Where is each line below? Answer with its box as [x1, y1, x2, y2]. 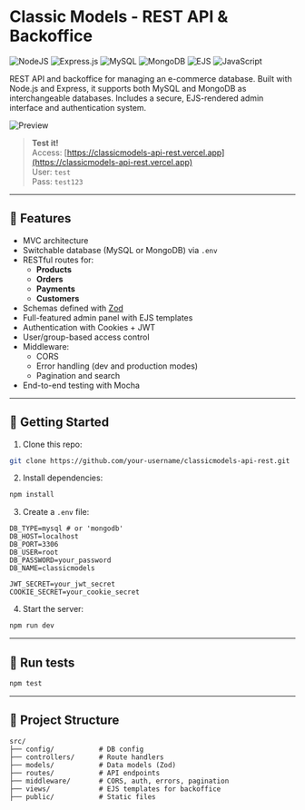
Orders [35, 273, 64, 284]
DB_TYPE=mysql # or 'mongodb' [9, 524, 124, 533]
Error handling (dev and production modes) [35, 361, 198, 371]
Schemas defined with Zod [22, 302, 124, 313]
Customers [35, 292, 80, 303]
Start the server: [22, 604, 84, 615]
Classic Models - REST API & [9, 6, 229, 27]
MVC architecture [22, 234, 89, 246]
